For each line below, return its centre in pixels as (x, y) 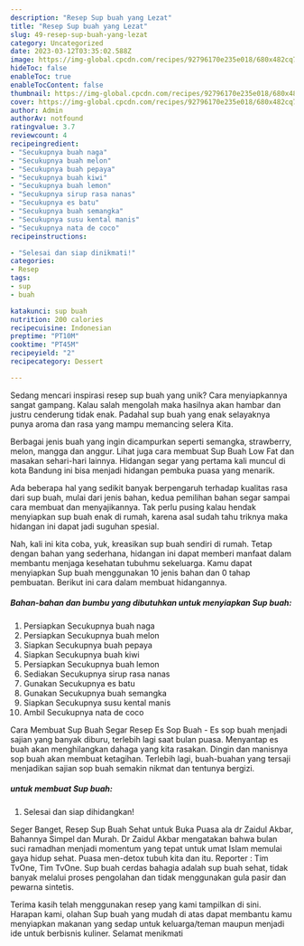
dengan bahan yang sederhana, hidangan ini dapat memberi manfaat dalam (151, 553)
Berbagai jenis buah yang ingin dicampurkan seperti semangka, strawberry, (151, 441)
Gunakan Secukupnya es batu (79, 683)
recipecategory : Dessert (57, 362)
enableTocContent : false (57, 85)
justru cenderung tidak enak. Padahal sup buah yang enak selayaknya (140, 414)
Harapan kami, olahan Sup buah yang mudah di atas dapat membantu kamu (151, 913)
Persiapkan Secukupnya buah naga (89, 626)
